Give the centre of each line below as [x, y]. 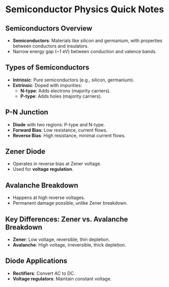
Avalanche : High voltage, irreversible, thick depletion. [69, 245]
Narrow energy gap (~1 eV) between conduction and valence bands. [84, 51]
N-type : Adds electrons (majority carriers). [65, 91]
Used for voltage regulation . [43, 169]
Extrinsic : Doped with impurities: [47, 85]
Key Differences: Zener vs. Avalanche [67, 219]
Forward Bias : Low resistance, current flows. [60, 130]
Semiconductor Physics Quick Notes [85, 9]
